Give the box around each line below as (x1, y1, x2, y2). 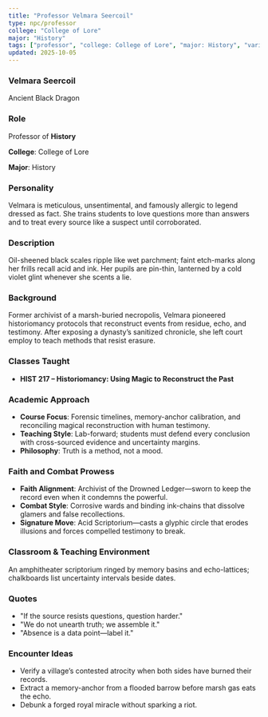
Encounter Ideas (8, 648, 73, 659)
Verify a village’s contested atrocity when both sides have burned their (19, 666, 252, 675)
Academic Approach (8, 394, 90, 405)
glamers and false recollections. (19, 509, 125, 519)
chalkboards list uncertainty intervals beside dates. (8, 572, 176, 583)
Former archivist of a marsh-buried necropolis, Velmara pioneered (8, 311, 226, 320)
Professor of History (8, 131, 77, 141)
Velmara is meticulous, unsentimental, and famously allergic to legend (8, 200, 238, 210)
